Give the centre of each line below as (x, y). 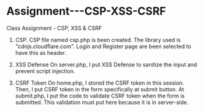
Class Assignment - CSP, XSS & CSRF (54, 28)
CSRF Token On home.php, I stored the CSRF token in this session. (99, 83)
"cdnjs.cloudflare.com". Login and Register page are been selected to (103, 46)
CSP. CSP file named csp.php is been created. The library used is (98, 40)
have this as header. (40, 52)
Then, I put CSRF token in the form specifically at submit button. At (99, 89)
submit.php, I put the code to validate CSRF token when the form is (100, 96)
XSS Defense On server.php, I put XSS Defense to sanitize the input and (106, 65)
